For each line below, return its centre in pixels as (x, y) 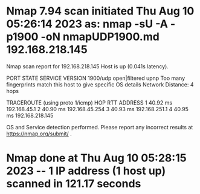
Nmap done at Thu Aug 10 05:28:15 (96, 158)
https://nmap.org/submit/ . (39, 134)
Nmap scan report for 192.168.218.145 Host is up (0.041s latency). (88, 66)
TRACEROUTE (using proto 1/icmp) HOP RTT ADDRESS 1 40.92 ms (89, 102)
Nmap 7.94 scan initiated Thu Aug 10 (100, 11)
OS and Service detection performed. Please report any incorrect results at (100, 127)
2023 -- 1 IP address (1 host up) (86, 171)
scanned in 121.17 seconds (74, 184)
